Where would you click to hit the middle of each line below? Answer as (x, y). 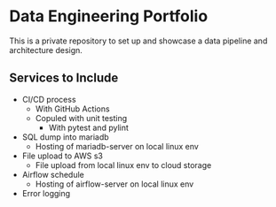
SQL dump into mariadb (65, 137)
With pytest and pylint (88, 127)
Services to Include (64, 78)
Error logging (46, 193)
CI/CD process (49, 99)
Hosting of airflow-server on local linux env (114, 184)
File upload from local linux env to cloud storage (123, 165)
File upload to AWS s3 (63, 156)
